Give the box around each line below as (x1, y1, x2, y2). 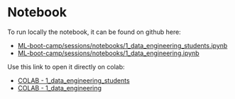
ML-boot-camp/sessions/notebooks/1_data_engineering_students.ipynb (17, 41, 228, 49)
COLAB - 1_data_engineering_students (17, 76, 130, 85)
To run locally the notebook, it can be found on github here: (7, 28, 181, 36)
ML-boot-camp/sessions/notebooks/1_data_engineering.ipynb (17, 49, 200, 57)
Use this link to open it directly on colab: (7, 62, 126, 71)
